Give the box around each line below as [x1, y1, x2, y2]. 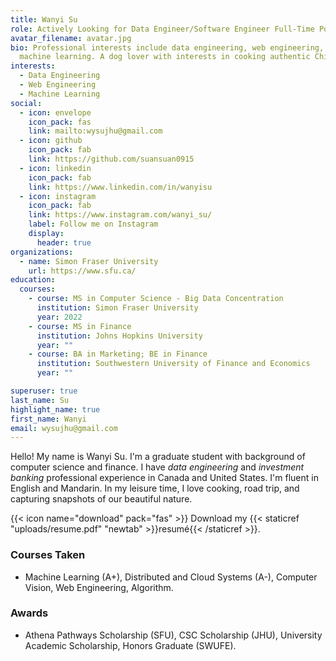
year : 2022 [36, 312, 83, 322]
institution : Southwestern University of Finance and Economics [36, 359, 311, 369]
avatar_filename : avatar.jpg [10, 33, 132, 43]
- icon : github [19, 136, 83, 146]
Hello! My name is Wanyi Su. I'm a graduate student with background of [10, 451, 306, 463]
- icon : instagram [19, 191, 97, 201]
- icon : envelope [19, 107, 92, 118]
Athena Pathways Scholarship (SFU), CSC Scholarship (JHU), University [24, 629, 323, 641]
